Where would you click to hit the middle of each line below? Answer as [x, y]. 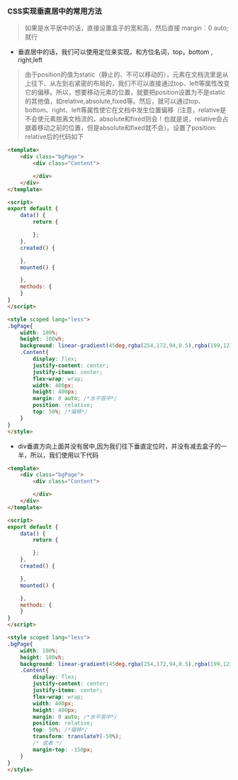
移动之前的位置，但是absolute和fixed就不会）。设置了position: [127, 128]
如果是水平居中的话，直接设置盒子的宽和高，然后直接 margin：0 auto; [126, 28]
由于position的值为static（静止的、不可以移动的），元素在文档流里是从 [126, 75]
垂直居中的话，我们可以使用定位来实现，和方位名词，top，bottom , [115, 52]
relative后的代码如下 [54, 137]
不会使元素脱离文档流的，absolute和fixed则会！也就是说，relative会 [124, 119]
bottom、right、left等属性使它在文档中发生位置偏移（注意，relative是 [125, 110]
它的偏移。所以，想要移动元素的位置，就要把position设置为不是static [125, 92]
